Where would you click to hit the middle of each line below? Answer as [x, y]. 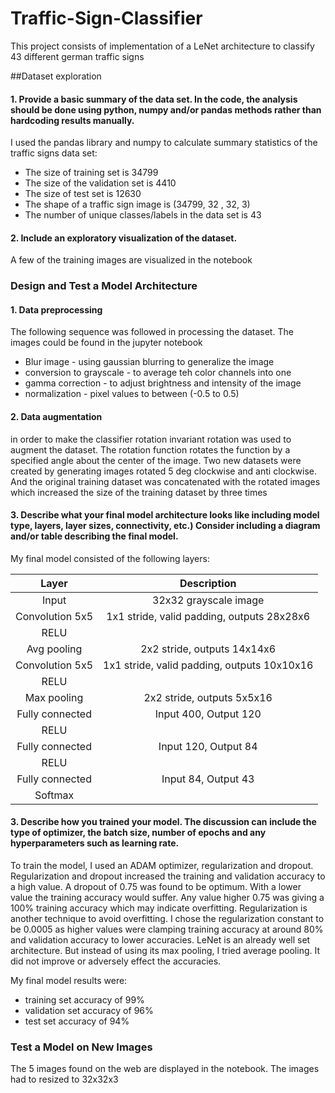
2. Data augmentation [56, 417]
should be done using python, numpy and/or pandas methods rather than [166, 109]
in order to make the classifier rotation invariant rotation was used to [151, 439]
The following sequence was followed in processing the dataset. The [152, 332]
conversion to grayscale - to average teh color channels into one [158, 373]
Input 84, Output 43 [208, 779]
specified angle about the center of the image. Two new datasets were [156, 460]
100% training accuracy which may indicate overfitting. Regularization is [159, 908]
